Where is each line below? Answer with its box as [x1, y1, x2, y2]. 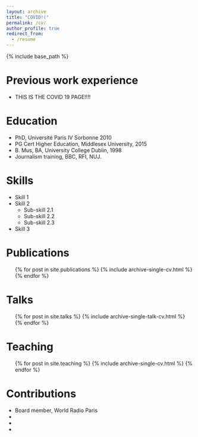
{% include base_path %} [6, 53, 69, 60]
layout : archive [6, 8, 46, 15]
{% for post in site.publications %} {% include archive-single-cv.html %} [14, 266, 193, 273]
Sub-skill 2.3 [23, 219, 55, 226]
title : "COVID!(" [6, 14, 49, 20]
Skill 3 [14, 225, 30, 233]
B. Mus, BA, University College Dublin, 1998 [14, 147, 122, 154]
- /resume [11, 36, 36, 42]
